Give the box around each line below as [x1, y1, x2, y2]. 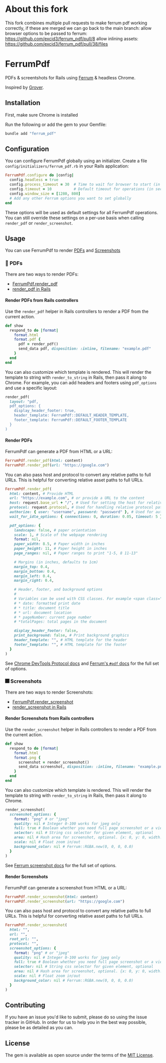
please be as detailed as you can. [5, 1025, 73, 1031]
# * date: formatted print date [14, 601, 81, 606]
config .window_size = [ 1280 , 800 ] [9, 191, 81, 196]
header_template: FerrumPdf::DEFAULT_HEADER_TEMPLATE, [14, 413, 129, 418]
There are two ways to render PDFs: [5, 271, 79, 277]
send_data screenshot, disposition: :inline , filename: [18, 765, 136, 769]
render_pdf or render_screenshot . [5, 220, 73, 226]
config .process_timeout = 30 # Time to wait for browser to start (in [9, 182, 161, 187]
